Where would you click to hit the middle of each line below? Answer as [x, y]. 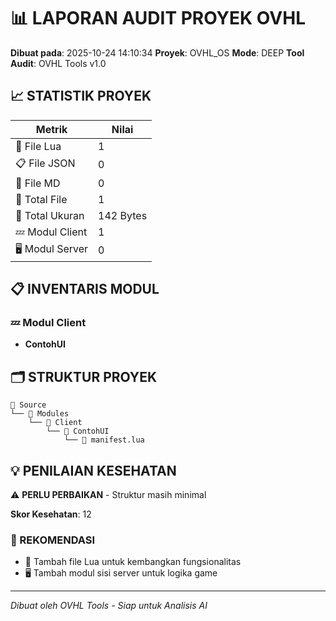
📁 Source [28, 405]
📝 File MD [38, 183]
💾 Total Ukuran [50, 215]
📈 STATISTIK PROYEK [81, 96]
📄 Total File [41, 199]
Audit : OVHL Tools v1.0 [58, 63]
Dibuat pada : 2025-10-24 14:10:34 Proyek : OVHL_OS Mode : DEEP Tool [157, 52]
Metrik [51, 129]
